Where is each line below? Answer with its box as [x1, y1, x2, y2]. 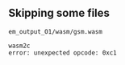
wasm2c [8, 42, 31, 50]
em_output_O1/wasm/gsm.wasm [8, 27, 103, 35]
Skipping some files [8, 6, 110, 20]
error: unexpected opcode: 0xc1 [8, 48, 117, 57]
